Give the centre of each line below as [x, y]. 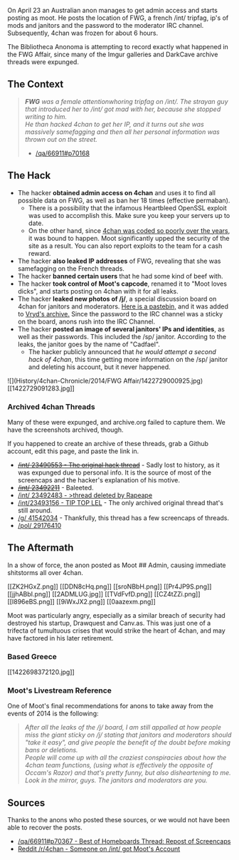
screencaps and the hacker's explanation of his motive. [99, 480]
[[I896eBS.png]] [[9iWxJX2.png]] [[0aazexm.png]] [82, 601]
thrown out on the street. [61, 139]
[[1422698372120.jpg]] [41, 672]
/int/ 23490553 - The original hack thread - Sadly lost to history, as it [119, 465]
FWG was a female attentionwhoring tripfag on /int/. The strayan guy [126, 101]
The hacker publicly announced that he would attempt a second [122, 351]
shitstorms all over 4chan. [45, 572]
